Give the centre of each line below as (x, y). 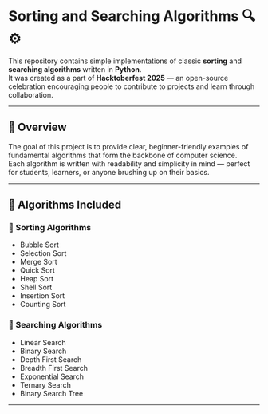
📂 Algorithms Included (65, 205)
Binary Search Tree (51, 393)
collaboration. (31, 94)
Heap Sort (37, 279)
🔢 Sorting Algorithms (50, 228)
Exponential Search (52, 376)
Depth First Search (51, 359)
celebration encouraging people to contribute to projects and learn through (132, 86)
